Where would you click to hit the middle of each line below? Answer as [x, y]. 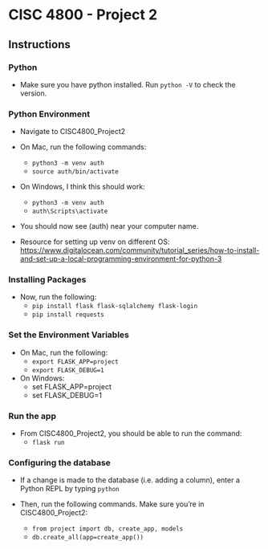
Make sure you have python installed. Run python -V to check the [128, 84]
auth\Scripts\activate [70, 211]
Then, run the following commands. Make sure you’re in [112, 504]
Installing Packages [47, 280]
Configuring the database [59, 462]
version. [33, 93]
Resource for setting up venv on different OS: [95, 242]
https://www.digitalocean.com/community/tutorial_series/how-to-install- [140, 250]
